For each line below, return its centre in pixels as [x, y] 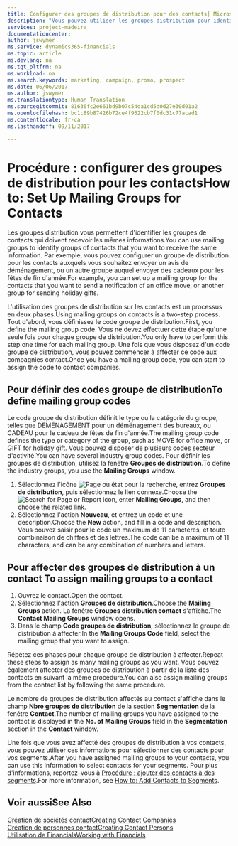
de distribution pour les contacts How [119, 183]
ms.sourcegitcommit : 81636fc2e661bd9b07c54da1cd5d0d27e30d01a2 [103, 107]
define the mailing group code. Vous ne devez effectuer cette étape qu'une [117, 330]
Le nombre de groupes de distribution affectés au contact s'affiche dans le [117, 699]
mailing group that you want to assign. [73, 641]
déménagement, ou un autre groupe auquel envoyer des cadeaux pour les [116, 270]
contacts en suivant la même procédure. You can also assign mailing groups [118, 678]
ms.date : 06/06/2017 [38, 87]
